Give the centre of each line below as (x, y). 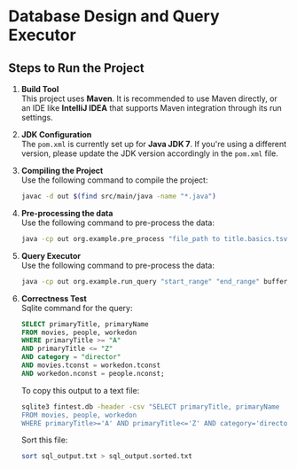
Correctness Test (54, 298)
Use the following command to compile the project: (114, 180)
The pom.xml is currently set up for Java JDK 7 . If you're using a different (154, 144)
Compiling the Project (62, 171)
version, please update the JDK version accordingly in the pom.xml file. (149, 153)
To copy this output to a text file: (80, 390)
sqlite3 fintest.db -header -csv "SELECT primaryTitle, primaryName (150, 406)
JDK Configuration (56, 134)
